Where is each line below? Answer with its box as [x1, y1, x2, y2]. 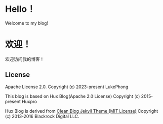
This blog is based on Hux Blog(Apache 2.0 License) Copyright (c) [5, 93, 140, 99]
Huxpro [22, 98, 37, 104]
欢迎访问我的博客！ [5, 56, 44, 62]
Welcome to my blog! [5, 20, 48, 26]
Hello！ [5, 3, 36, 15]
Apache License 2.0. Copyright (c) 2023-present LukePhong [5, 84, 128, 90]
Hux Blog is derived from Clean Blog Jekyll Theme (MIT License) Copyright [5, 108, 158, 114]
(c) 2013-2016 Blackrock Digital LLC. [5, 113, 80, 119]
